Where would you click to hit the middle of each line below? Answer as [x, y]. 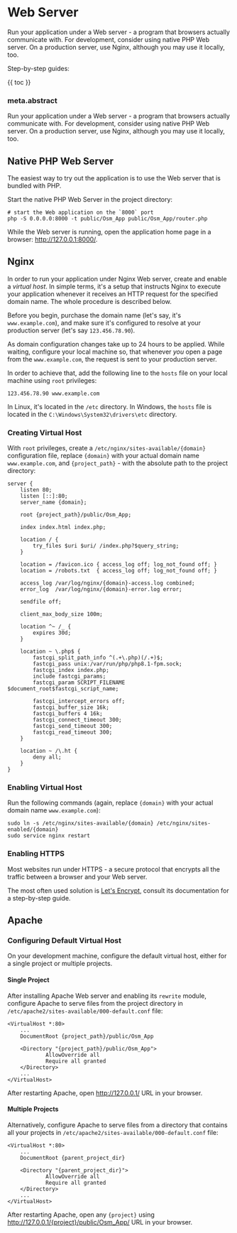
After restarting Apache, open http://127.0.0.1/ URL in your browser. [105, 1093]
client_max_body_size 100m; [61, 614]
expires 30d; [52, 633]
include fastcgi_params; [70, 677]
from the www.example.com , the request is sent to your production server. [112, 359]
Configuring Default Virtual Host [65, 940]
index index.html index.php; [63, 527]
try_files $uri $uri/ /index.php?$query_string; [106, 546]
